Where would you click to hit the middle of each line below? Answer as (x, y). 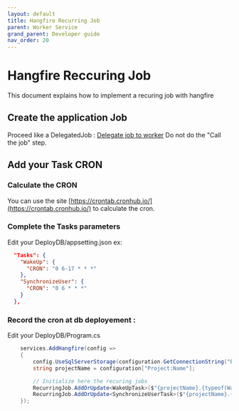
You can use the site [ (39, 201)
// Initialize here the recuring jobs (90, 381)
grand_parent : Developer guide (54, 34)
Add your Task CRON (55, 165)
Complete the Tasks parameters (64, 227)
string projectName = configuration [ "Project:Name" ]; (114, 368)
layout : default (31, 14)
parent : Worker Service (43, 27)
